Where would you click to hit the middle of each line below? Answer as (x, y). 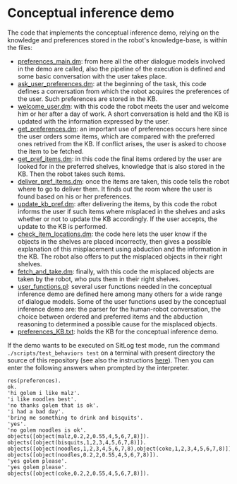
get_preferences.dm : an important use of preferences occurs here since (122, 129)
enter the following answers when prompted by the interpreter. (98, 367)
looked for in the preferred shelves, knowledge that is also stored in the (121, 166)
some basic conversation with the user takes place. (92, 76)
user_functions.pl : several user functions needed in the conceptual (115, 286)
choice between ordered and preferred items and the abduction (110, 317)
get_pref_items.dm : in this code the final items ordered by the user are (120, 159)
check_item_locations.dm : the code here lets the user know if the (112, 234)
